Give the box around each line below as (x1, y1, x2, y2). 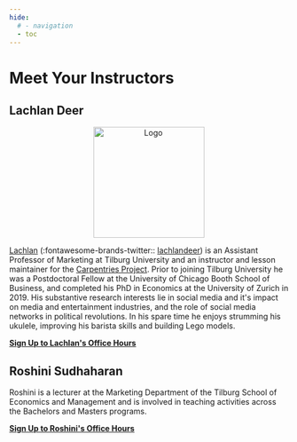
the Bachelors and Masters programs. (9, 406, 147, 417)
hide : (9, 12, 29, 22)
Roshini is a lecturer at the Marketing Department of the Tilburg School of (9, 387, 277, 398)
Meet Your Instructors (9, 67, 175, 88)
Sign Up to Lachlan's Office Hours (9, 338, 137, 349)
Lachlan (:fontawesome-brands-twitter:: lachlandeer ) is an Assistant (9, 245, 259, 256)
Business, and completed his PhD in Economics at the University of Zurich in (9, 283, 289, 294)
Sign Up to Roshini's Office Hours (9, 423, 135, 434)
